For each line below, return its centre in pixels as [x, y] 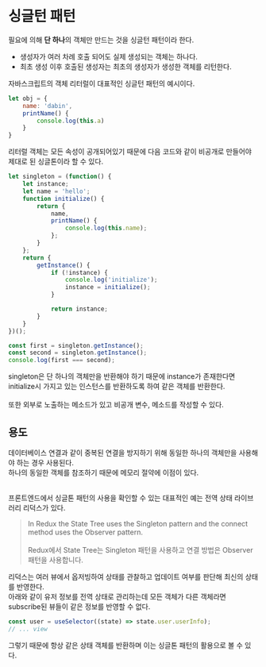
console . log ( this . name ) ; [106, 228]
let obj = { [28, 98]
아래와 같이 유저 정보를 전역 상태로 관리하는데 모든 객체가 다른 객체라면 [117, 597]
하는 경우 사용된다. [45, 463]
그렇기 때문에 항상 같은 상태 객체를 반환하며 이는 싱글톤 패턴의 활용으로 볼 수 [126, 645]
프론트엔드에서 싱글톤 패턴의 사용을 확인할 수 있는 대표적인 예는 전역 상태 [120, 498]
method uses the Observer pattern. [85, 532]
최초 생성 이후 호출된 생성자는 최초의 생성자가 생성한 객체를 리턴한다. [125, 66]
